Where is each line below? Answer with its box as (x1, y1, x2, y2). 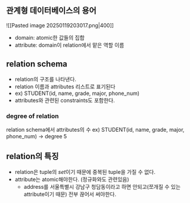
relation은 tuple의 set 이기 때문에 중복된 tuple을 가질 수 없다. (14, 168, 156, 175)
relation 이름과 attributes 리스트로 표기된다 (14, 83, 116, 90)
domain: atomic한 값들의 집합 (14, 34, 85, 41)
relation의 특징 (6, 151, 59, 161)
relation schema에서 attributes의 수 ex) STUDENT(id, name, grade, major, (6, 126, 185, 133)
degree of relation (6, 112, 60, 120)
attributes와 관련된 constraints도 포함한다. (14, 97, 115, 104)
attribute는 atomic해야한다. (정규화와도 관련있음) (14, 176, 129, 183)
